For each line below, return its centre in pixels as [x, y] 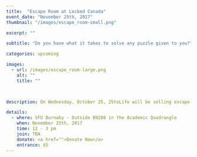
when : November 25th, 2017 [50, 123]
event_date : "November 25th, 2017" [50, 17]
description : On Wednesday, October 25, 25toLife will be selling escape [98, 102]
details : [17, 112]
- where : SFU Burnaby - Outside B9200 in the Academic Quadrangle [94, 118]
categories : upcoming [33, 54]
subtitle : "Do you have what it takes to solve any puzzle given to [91, 43]
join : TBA [29, 134]
